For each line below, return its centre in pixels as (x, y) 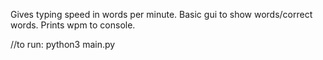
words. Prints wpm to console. (73, 25)
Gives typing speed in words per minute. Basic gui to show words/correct (161, 14)
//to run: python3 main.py (63, 44)
